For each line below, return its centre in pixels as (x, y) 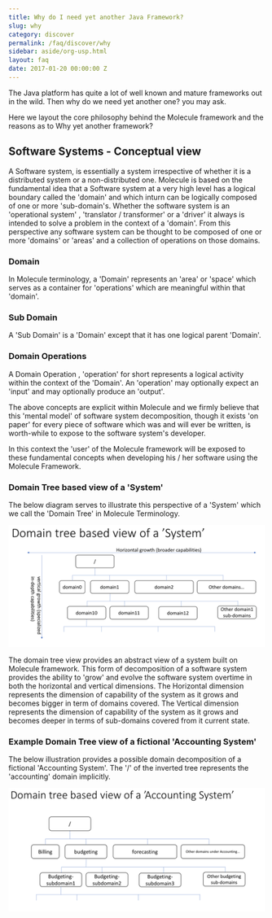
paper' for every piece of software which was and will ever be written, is (129, 424)
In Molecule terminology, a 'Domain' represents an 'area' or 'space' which (132, 279)
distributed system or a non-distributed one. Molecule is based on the (125, 180)
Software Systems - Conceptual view (105, 152)
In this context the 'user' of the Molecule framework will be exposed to (127, 448)
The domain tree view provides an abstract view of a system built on (123, 660)
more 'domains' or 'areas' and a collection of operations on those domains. (134, 240)
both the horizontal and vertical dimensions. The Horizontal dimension (126, 686)
